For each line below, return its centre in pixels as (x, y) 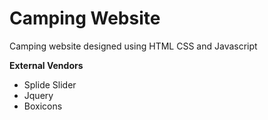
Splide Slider (50, 84)
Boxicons (43, 106)
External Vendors (46, 65)
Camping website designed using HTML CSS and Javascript (133, 46)
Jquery (38, 95)
